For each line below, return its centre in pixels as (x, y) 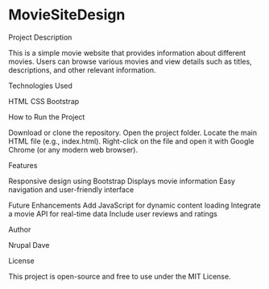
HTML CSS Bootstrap (44, 101)
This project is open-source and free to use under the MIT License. (120, 276)
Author (20, 229)
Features (23, 165)
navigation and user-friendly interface (71, 189)
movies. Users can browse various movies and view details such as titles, (130, 61)
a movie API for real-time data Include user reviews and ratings (113, 214)
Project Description (40, 37)
